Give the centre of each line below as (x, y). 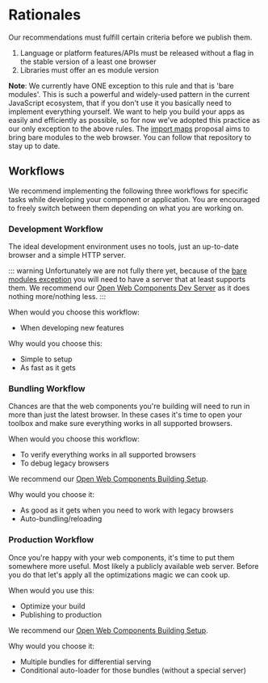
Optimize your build (53, 606)
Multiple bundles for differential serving (86, 661)
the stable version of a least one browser (88, 61)
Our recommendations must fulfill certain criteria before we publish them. (130, 37)
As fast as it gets (48, 368)
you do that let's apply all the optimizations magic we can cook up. (119, 575)
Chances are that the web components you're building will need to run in (129, 407)
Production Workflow (51, 540)
